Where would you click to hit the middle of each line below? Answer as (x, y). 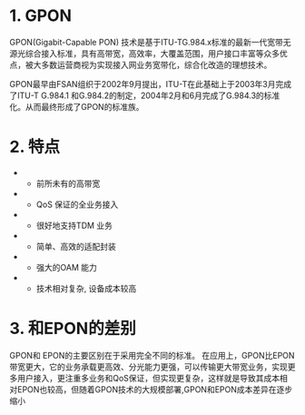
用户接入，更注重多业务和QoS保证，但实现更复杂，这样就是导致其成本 (148, 378)
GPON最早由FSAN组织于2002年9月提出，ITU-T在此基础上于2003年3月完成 (151, 84)
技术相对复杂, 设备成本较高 (86, 288)
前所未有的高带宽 (68, 183)
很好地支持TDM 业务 (74, 225)
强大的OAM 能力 (67, 267)
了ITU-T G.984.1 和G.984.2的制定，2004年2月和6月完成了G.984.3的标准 (145, 95)
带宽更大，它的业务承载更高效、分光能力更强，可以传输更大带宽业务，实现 (148, 366)
